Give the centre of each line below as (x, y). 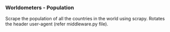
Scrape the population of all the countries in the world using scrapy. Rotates (85, 19)
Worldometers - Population (40, 8)
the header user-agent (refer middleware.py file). (57, 24)
